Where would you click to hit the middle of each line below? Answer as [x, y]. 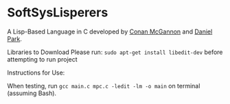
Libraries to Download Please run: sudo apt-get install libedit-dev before [115, 52]
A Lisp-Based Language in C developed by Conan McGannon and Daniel [110, 31]
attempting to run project [42, 59]
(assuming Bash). [32, 93]
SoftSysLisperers [58, 13]
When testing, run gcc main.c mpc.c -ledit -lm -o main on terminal [104, 86]
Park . [15, 38]
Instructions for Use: [36, 73]
